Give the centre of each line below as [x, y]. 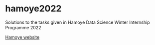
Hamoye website [22, 37]
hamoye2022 [33, 9]
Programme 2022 [23, 27]
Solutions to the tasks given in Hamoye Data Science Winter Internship [78, 22]
